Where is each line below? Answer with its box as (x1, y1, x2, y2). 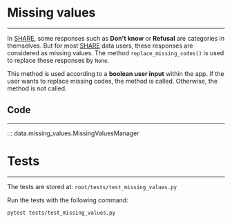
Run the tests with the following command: (7, 195, 129, 204)
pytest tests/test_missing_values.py (7, 209, 116, 216)
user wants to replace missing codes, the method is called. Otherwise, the (7, 77, 218, 85)
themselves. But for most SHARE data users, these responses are (7, 41, 193, 50)
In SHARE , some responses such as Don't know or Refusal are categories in (7, 34, 225, 42)
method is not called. (7, 84, 67, 93)
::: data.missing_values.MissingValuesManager (7, 129, 139, 137)
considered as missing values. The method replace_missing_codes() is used (7, 48, 224, 57)
